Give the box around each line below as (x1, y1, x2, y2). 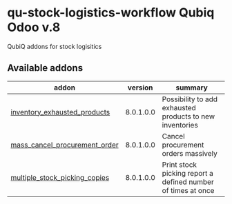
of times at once (162, 185, 215, 195)
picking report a (162, 168, 214, 178)
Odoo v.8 (7, 19, 61, 35)
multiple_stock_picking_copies (10, 172, 110, 182)
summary (175, 83, 209, 92)
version (127, 83, 153, 92)
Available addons (7, 62, 84, 74)
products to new (162, 112, 215, 121)
